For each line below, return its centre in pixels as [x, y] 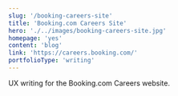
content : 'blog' [35, 46]
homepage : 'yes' [35, 38]
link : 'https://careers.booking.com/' [73, 53]
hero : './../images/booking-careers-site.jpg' [87, 30]
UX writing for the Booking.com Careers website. [89, 83]
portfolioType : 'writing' [51, 61]
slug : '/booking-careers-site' [61, 16]
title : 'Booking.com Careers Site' [68, 23]
